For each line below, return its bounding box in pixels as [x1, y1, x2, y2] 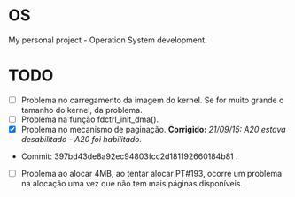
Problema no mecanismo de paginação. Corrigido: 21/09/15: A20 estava [20, 125, 286, 134]
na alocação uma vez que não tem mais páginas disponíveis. [20, 178, 244, 189]
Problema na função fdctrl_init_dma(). [20, 114, 159, 125]
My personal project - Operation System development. [8, 34, 207, 45]
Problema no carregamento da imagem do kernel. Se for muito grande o [20, 95, 284, 105]
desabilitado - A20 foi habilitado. [20, 134, 143, 145]
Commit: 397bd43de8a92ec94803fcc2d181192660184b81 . [20, 151, 238, 162]
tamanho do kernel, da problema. [20, 104, 143, 115]
